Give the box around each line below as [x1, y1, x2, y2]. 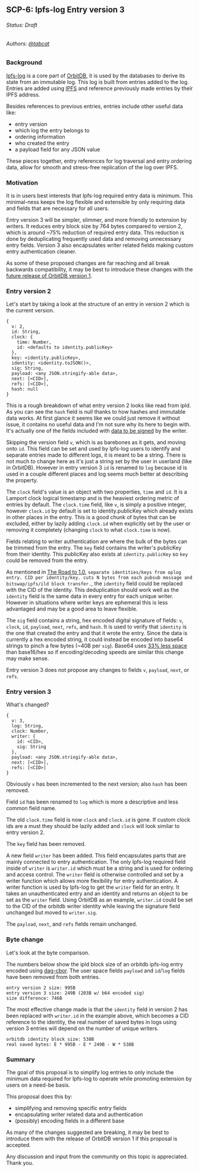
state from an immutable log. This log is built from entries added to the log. [6, 78, 189, 85]
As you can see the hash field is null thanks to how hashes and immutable [6, 408, 186, 416]
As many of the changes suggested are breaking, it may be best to [6, 1129, 169, 1136]
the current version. [6, 307, 55, 314]
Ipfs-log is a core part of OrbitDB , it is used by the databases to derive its [6, 72, 185, 79]
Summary [6, 1055, 36, 1064]
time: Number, [17, 339, 52, 345]
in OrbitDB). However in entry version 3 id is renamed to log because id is [6, 464, 187, 472]
